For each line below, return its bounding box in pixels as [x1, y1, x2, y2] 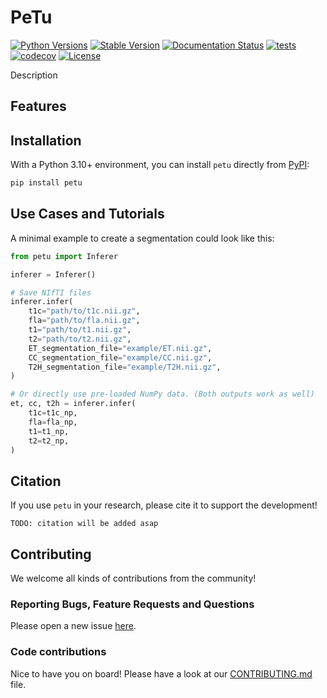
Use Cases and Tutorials [10, 206, 165, 223]
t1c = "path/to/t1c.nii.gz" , [28, 306, 141, 316]
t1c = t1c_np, [28, 408, 78, 418]
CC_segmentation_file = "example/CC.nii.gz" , [28, 352, 213, 363]
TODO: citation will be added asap [10, 519, 159, 529]
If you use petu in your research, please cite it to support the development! [10, 499, 318, 511]
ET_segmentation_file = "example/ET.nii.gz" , [28, 343, 213, 353]
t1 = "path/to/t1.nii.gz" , [28, 325, 132, 335]
